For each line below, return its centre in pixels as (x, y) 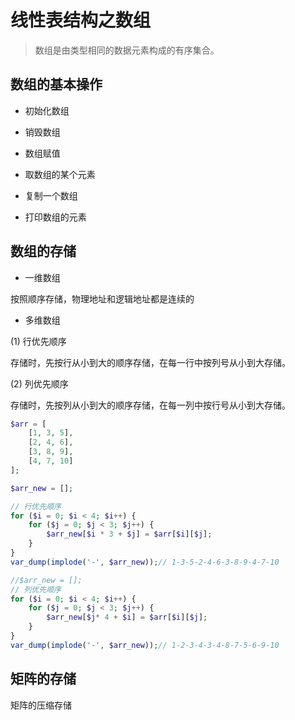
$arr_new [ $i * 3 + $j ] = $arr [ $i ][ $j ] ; (129, 534)
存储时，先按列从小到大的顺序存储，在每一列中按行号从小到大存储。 (150, 405)
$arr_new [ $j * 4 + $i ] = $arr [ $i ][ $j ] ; (127, 617)
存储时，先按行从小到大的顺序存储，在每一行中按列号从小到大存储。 (150, 362)
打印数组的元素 (55, 217)
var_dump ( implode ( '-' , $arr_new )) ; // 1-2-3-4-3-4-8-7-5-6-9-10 (145, 645)
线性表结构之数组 (81, 20)
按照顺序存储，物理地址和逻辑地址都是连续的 (102, 298)
